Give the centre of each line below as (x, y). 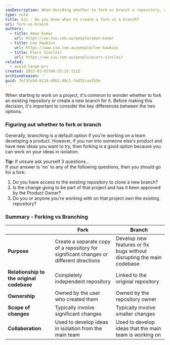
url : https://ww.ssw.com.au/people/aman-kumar (64, 39)
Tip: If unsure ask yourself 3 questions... (48, 162)
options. (14, 111)
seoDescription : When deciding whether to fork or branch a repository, (83, 10)
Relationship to (26, 272)
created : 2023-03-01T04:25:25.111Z (43, 72)
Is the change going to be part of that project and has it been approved (87, 188)
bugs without (131, 251)
